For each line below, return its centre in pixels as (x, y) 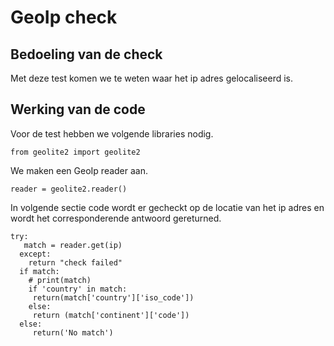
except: (35, 254)
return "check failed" (75, 262)
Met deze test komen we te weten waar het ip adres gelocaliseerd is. (152, 78)
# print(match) (60, 280)
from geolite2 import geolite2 (75, 152)
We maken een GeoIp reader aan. (79, 170)
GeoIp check (64, 17)
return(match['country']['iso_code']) (113, 297)
